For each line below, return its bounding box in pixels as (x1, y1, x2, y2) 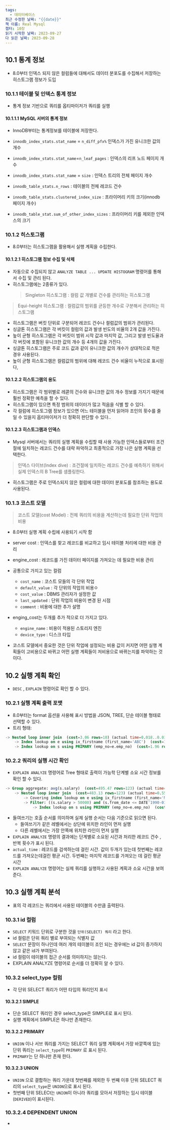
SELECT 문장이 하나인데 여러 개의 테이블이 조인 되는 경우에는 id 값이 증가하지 (12, 941, 162, 947)
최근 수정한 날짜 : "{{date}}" (5, 17, 62, 22)
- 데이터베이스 (10, 12, 35, 17)
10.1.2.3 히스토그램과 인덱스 (5, 426, 61, 433)
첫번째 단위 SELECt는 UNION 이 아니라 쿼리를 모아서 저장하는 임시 (12, 1089, 140, 1096)
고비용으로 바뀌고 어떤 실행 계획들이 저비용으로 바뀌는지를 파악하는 (26, 649, 158, 655)
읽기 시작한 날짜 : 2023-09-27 (5, 31, 62, 36)
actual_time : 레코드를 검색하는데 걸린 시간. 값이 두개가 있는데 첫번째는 (12, 846, 154, 852)
